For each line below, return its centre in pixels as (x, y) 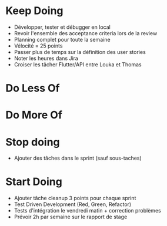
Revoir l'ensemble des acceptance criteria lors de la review (86, 33)
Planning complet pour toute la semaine (62, 39)
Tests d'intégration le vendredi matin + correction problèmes (87, 211)
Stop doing (33, 142)
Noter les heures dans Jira (46, 58)
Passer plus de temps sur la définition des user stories (80, 52)
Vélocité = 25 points (38, 46)
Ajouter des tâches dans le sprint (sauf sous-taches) (78, 158)
